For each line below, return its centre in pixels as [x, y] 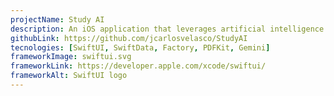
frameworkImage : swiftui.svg [71, 57]
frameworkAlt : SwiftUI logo [69, 76]
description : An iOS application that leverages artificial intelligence [167, 29]
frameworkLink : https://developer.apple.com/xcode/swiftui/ [138, 66]
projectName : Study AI [57, 19]
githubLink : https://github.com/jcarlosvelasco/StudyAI [129, 38]
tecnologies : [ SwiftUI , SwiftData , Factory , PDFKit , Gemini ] [140, 47]
